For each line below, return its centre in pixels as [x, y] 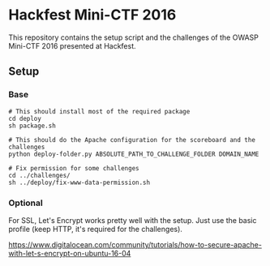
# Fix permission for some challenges [74, 168]
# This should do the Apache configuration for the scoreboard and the [132, 139]
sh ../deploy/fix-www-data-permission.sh [79, 182]
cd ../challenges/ [39, 175]
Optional [26, 203]
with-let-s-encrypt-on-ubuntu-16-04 [70, 253]
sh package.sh [32, 126]
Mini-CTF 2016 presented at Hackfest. [72, 45]
